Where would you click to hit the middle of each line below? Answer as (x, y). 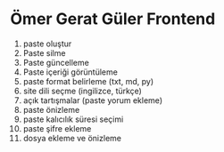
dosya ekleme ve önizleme (72, 138)
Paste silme (44, 52)
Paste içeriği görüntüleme (71, 72)
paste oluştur (47, 44)
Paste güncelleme (56, 62)
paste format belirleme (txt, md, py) (88, 81)
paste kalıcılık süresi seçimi (73, 119)
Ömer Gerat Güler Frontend (113, 19)
